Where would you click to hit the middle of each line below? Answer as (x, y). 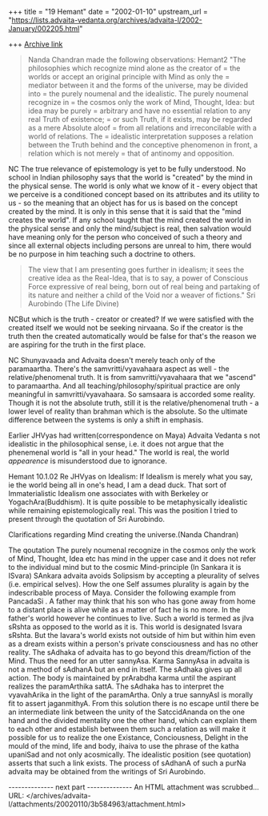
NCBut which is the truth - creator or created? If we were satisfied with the (131, 319)
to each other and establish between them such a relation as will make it (127, 729)
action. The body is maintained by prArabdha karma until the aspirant (122, 678)
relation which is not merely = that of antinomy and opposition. (131, 153)
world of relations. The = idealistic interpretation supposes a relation (140, 136)
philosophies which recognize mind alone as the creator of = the (134, 68)
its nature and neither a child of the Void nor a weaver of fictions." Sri (142, 295)
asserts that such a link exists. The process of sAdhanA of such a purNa (127, 763)
